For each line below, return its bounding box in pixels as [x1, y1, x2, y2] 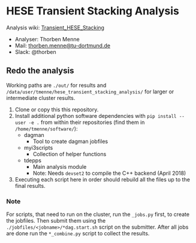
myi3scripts [23, 144, 53, 151]
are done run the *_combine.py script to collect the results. [6, 230, 150, 237]
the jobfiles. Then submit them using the [6, 217, 106, 224]
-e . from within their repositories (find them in [28, 119, 145, 126]
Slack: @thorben [14, 48, 56, 55]
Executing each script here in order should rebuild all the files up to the [14, 175, 191, 183]
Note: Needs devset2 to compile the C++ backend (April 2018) [32, 169, 186, 177]
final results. [14, 182, 46, 189]
